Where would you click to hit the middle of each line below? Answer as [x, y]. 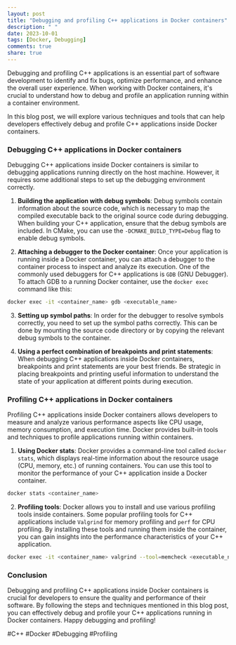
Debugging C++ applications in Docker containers [94, 150]
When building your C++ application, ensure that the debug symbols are [122, 223]
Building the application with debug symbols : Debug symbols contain [120, 201]
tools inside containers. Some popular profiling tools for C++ [105, 514]
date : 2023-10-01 [33, 33]
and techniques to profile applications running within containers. [100, 437]
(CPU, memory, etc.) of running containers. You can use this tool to [114, 466]
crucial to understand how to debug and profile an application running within [118, 95]
